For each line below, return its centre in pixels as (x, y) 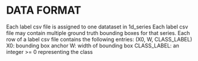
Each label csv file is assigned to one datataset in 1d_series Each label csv (97, 27)
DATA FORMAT (44, 10)
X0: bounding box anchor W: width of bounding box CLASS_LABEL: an (93, 46)
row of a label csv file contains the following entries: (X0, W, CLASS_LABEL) (99, 39)
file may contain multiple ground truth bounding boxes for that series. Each (98, 33)
